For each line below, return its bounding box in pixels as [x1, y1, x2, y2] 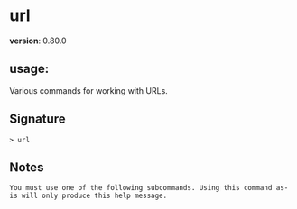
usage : [9, 61, 50, 77]
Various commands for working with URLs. [9, 85, 169, 95]
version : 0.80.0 [9, 35, 67, 46]
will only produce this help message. [21, 191, 168, 201]
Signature [9, 112, 66, 127]
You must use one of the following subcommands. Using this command [9, 184, 273, 193]
